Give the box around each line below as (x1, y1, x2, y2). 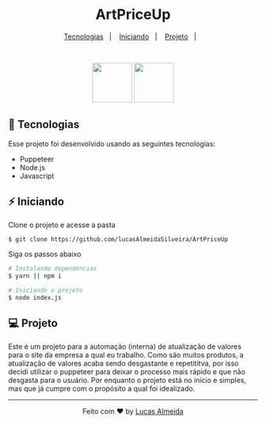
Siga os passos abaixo (8, 249, 82, 259)
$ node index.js (8, 294, 62, 302)
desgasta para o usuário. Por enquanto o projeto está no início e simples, (8, 375, 247, 384)
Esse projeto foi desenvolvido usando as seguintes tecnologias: (8, 138, 216, 148)
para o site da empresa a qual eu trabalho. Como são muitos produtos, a (8, 350, 244, 359)
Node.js (19, 162, 46, 172)
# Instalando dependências (8, 265, 97, 273)
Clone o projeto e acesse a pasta (8, 220, 116, 229)
